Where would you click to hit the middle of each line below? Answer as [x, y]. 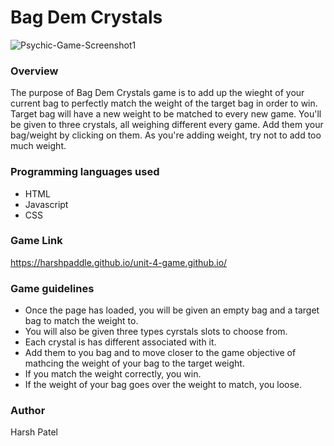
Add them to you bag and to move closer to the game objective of [160, 353]
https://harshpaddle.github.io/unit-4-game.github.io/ [119, 262]
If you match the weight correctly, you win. [113, 374]
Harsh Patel [34, 432]
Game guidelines [52, 288]
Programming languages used [85, 172]
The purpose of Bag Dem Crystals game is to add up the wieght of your [157, 93]
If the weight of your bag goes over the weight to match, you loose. [163, 385]
